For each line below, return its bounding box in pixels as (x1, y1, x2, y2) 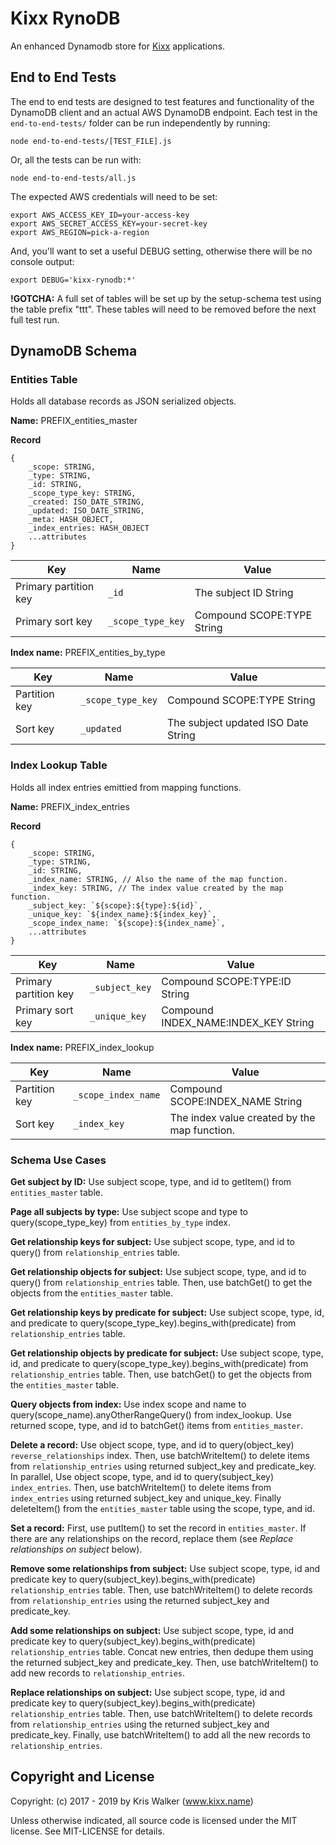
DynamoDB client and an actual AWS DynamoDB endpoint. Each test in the (10, 106, 318, 118)
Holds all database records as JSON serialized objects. (10, 395, 237, 407)
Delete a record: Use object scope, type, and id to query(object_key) (10, 1439, 295, 1451)
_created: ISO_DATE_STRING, (28, 497, 145, 507)
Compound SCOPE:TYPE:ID (161, 974, 292, 988)
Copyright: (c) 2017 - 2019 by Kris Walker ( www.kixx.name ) (10, 1795, 254, 1807)
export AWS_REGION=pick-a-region (10, 227, 150, 237)
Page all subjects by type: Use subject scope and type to (10, 1206, 248, 1218)
